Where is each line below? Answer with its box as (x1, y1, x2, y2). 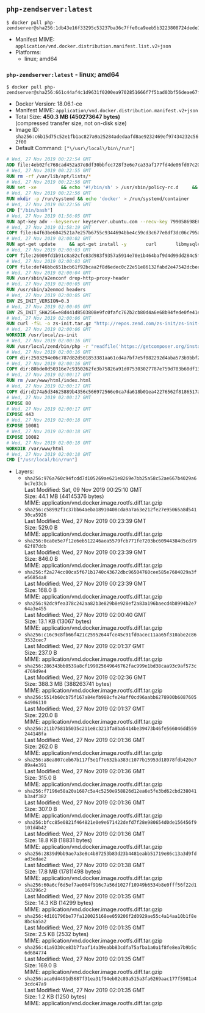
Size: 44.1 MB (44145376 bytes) (24, 492, 104, 500)
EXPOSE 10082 (6, 434, 40, 440)
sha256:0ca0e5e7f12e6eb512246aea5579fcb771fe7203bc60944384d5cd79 (24, 538, 197, 544)
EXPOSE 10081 (6, 423, 40, 429)
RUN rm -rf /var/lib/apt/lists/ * (6, 173, 92, 179)
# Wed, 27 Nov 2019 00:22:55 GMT (6, 167, 92, 173)
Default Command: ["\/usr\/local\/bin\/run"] (15, 145, 135, 152)
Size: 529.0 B (24, 524, 58, 532)
